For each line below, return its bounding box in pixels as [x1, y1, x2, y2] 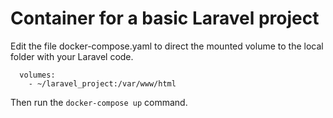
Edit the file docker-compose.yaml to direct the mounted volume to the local [10, 40, 324, 52]
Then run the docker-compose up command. [10, 96, 188, 108]
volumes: [19, 70, 56, 80]
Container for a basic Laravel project [10, 7, 320, 30]
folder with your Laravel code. [10, 50, 134, 62]
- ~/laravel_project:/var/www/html [28, 78, 177, 89]
